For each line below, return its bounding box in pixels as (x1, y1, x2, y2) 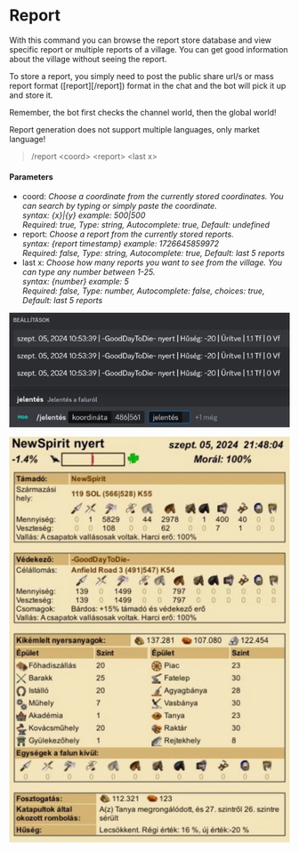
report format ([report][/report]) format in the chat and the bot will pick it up (9, 80, 287, 91)
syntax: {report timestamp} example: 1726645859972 (21, 238, 220, 249)
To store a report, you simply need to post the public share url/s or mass (9, 70, 274, 81)
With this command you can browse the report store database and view (9, 35, 271, 45)
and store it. (9, 90, 53, 100)
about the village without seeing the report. (9, 53, 167, 64)
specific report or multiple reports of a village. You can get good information (9, 44, 288, 54)
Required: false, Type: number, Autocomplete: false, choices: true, (21, 285, 265, 296)
